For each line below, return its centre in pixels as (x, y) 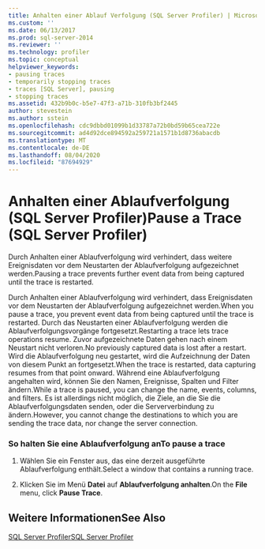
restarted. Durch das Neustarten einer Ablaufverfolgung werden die (118, 323)
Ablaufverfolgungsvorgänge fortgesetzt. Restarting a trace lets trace (118, 331)
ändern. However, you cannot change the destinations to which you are (123, 415)
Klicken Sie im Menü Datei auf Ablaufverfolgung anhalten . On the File (133, 485)
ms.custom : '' (32, 23)
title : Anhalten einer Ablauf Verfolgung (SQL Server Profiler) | (119, 15)
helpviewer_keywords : (44, 67)
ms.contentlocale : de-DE (49, 148)
